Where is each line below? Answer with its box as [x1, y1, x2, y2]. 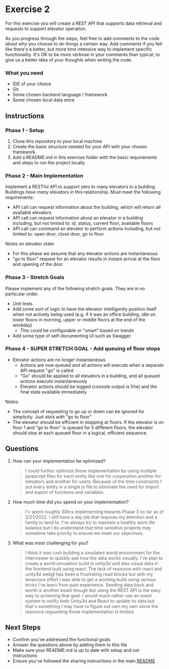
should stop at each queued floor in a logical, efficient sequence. [12, 430, 148, 436]
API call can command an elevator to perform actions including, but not [12, 226, 161, 232]
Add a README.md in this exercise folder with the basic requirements [12, 154, 157, 160]
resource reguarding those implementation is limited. [25, 608, 135, 615]
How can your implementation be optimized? [12, 458, 106, 464]
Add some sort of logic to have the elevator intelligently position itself [12, 306, 157, 312]
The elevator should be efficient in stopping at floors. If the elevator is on [12, 419, 164, 425]
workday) [12, 322, 33, 328]
